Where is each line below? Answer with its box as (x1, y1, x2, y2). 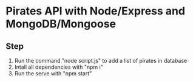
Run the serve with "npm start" (14, 70, 92, 77)
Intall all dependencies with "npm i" (14, 63, 104, 71)
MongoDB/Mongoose (5, 17, 117, 31)
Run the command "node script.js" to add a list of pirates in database (14, 57, 188, 64)
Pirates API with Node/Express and (5, 4, 186, 18)
